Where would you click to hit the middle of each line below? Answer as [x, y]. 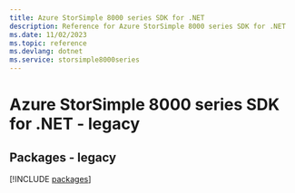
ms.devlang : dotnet [46, 52]
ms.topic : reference [49, 43]
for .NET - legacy [75, 124]
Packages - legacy [63, 157]
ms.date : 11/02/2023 [49, 34]
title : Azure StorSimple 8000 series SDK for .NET [107, 18]
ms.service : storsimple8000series [75, 60]
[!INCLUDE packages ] [50, 179]
